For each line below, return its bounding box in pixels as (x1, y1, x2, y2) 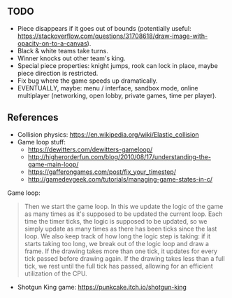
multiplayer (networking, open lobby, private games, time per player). (17, 91, 217, 100)
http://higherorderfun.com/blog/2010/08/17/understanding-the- (27, 152, 212, 161)
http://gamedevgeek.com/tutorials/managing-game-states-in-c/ (27, 175, 213, 183)
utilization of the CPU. (24, 269, 87, 278)
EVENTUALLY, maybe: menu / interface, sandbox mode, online (17, 83, 198, 92)
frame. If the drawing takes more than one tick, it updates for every (24, 247, 218, 255)
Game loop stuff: (17, 137, 66, 146)
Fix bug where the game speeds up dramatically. (17, 76, 159, 85)
